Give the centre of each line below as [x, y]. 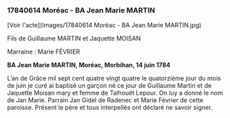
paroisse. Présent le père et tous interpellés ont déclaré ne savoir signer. [110, 108]
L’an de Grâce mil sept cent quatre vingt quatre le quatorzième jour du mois [114, 78]
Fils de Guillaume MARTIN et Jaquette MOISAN [74, 38]
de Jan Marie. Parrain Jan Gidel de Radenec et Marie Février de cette [105, 100]
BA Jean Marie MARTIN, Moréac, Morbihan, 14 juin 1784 [89, 65]
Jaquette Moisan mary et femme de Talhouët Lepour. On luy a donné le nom [115, 93]
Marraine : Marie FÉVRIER [44, 52]
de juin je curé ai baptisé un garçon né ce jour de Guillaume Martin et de [109, 86]
